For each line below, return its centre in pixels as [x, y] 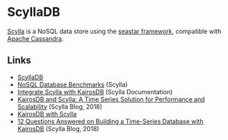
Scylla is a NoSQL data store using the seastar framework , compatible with [114, 31]
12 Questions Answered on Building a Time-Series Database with [110, 121]
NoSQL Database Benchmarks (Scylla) [72, 85]
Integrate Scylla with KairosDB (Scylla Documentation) [95, 91]
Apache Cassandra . [35, 38]
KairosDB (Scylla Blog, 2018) [58, 128]
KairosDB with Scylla [47, 114]
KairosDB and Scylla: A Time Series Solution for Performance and [111, 99]
